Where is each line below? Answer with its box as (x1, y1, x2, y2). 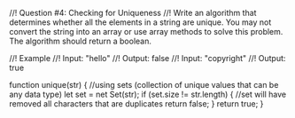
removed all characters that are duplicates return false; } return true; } (9, 98, 264, 109)
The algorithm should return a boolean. (9, 35, 152, 46)
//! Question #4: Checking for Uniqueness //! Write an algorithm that (9, 8, 257, 18)
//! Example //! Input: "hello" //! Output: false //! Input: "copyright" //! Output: (9, 53, 286, 63)
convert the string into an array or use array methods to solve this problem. (9, 27, 283, 36)
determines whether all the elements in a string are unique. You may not (9, 17, 272, 28)
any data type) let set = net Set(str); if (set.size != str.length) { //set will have (9, 89, 287, 99)
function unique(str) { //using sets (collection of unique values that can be (9, 80, 279, 90)
